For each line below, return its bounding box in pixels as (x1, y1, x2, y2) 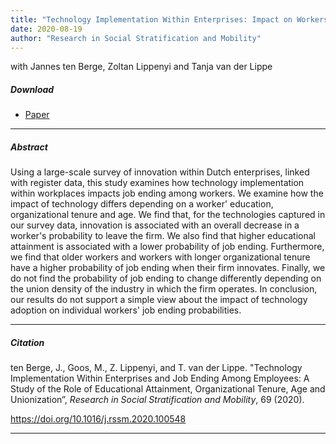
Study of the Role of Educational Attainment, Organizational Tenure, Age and (10, 383, 326, 395)
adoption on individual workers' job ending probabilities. (10, 304, 242, 316)
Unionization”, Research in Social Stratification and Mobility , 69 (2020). (10, 394, 305, 406)
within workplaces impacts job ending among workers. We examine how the (10, 187, 324, 200)
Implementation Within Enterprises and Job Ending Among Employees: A (10, 372, 310, 385)
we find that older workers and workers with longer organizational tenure (10, 251, 311, 263)
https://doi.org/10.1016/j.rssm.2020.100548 (10, 413, 187, 425)
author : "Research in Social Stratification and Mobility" (10, 33, 262, 43)
